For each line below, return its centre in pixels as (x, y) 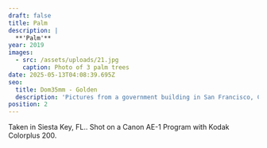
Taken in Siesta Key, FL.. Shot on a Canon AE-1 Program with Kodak (119, 127)
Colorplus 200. (33, 135)
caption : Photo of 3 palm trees (76, 68)
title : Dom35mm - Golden (56, 90)
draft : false (30, 16)
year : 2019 (26, 45)
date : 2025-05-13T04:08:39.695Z (62, 75)
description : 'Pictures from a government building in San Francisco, (135, 97)
